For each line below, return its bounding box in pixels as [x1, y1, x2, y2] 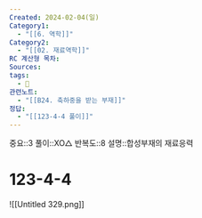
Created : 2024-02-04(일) [9, 12, 100, 22]
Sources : [9, 63, 42, 72]
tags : [9, 71, 29, 80]
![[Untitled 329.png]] [9, 199, 85, 210]
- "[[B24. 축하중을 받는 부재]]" [17, 95, 126, 105]
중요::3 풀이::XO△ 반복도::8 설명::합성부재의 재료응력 [9, 138, 194, 149]
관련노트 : [9, 87, 38, 96]
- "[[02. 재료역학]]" [17, 46, 91, 55]
